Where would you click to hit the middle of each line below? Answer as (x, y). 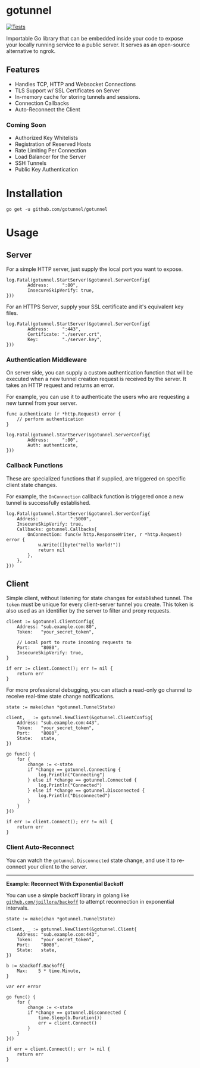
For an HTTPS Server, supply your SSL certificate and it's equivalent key (95, 307)
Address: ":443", (54, 329)
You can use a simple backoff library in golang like (68, 895)
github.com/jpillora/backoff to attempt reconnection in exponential (90, 901)
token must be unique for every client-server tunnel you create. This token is (100, 604)
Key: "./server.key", (65, 339)
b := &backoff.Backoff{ (36, 966)
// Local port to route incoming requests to (74, 643)
